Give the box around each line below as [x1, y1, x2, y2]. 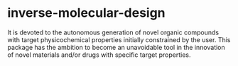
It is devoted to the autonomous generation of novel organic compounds [7, 28, 219, 37]
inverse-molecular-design [7, 5, 166, 21]
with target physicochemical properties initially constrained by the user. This [7, 35, 231, 44]
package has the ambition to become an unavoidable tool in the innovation [7, 43, 225, 51]
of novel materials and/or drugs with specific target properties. [7, 51, 191, 59]
